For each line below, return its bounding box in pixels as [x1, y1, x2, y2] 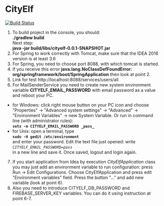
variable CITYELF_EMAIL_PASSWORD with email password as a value [12, 87, 156, 93]
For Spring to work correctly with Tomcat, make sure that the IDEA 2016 [12, 50, 159, 56]
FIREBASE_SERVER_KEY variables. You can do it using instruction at [12, 190, 151, 196]
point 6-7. [12, 195, 32, 201]
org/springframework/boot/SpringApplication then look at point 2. [12, 71, 151, 77]
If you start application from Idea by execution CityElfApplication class [12, 159, 156, 165]
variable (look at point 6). [12, 179, 64, 186]
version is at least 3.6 [12, 55, 56, 61]
